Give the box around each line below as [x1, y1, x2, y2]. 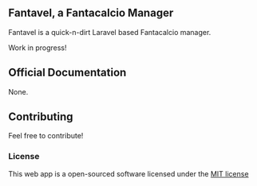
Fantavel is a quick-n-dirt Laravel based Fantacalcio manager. [8, 27, 212, 37]
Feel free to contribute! [8, 131, 84, 141]
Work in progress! [8, 43, 67, 52]
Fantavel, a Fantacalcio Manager [8, 6, 174, 20]
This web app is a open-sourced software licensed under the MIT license [8, 169, 249, 178]
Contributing [8, 110, 73, 124]
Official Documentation [8, 66, 127, 79]
